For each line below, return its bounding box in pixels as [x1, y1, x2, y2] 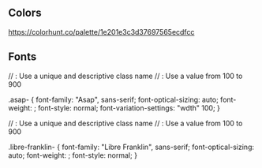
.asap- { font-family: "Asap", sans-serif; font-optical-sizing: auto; [8, 95, 219, 104]
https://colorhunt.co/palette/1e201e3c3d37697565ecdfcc [8, 27, 195, 36]
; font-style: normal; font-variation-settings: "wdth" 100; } [34, 103, 221, 113]
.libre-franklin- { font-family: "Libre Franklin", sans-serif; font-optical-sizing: [8, 142, 255, 151]
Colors [8, 6, 42, 20]
